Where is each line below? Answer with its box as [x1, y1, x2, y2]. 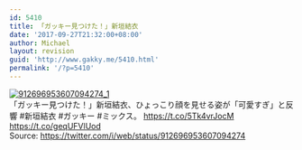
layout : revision [9, 47, 75, 56]
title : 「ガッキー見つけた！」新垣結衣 [9, 22, 139, 31]
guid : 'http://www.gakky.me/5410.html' [9, 55, 160, 64]
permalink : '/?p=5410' [9, 64, 95, 73]
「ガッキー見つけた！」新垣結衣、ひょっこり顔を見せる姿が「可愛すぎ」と [9, 98, 286, 109]
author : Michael [9, 38, 70, 48]
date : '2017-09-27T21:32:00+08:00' [9, 30, 143, 39]
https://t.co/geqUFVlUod [9, 120, 102, 131]
